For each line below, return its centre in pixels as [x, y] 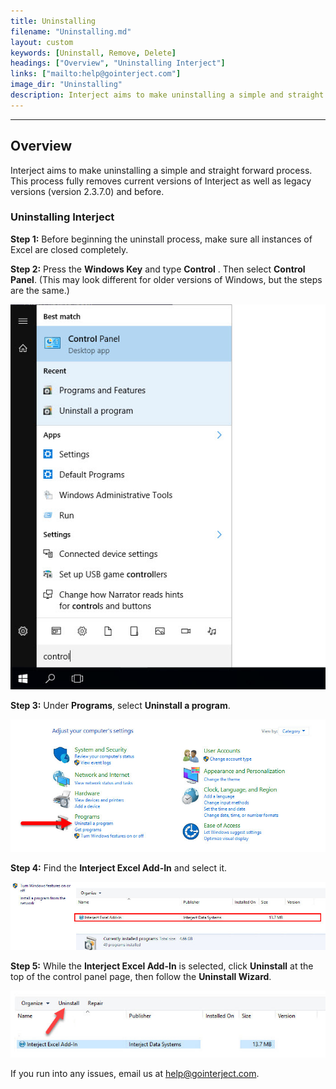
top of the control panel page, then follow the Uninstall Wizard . [141, 976]
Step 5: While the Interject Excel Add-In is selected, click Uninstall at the [162, 966]
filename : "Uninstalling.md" [71, 31]
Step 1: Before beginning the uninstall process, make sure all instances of [161, 239]
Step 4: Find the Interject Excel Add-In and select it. [119, 867]
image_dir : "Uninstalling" [66, 85]
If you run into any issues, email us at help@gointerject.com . [135, 1073]
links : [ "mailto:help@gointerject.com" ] [96, 74]
